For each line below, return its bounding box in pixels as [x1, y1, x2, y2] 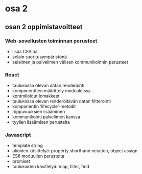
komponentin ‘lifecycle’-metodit [12, 104, 76, 109]
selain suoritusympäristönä [12, 54, 67, 60]
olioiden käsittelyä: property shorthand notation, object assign [12, 148, 138, 154]
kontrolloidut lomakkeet [12, 93, 60, 99]
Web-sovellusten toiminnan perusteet [5, 37, 97, 44]
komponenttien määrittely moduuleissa [12, 88, 91, 94]
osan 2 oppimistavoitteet [5, 23, 83, 31]
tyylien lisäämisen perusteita [12, 119, 70, 125]
